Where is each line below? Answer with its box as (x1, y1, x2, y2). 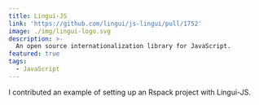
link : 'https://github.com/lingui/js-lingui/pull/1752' (8, 20, 202, 28)
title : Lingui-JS (8, 11, 68, 20)
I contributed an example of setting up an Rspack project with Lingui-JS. (8, 87, 251, 97)
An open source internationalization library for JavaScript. (15, 42, 231, 50)
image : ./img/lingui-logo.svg (8, 27, 112, 35)
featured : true (8, 50, 60, 58)
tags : (8, 58, 27, 66)
